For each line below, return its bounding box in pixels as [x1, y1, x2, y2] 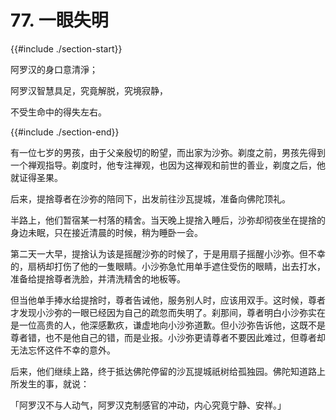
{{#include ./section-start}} [10, 42, 123, 55]
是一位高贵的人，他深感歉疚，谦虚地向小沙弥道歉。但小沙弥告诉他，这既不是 [10, 319, 326, 331]
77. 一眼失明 [10, 9, 109, 32]
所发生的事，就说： [10, 377, 90, 390]
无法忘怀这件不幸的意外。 [10, 344, 116, 356]
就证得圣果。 [10, 171, 63, 183]
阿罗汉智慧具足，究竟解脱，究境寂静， [10, 84, 168, 96]
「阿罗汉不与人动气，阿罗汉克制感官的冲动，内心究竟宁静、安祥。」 [10, 399, 287, 411]
